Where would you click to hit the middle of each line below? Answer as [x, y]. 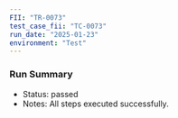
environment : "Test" [48, 43]
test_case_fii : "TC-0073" [58, 26]
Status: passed [50, 94]
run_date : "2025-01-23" [54, 34]
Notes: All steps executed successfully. [95, 104]
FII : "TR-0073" [38, 18]
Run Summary [42, 75]
